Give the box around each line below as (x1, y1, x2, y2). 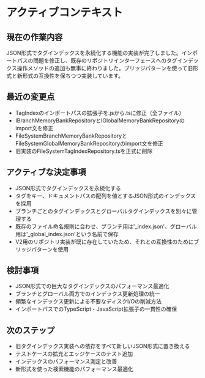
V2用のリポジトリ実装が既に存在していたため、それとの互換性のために (15, 238, 194, 245)
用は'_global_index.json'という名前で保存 (15, 230, 119, 237)
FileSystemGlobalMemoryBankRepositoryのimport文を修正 (15, 139, 163, 147)
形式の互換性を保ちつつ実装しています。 (22, 72, 124, 80)
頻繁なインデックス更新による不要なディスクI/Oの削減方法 (15, 298, 162, 305)
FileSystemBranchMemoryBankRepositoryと (15, 132, 127, 139)
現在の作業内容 (6, 32, 63, 42)
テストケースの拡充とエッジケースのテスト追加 (15, 350, 133, 358)
